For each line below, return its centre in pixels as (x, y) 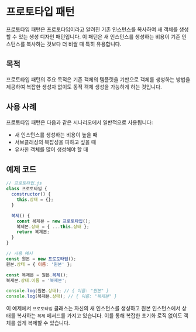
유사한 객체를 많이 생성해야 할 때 (51, 149)
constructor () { (31, 194)
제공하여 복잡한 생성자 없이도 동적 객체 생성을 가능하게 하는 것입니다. (84, 87)
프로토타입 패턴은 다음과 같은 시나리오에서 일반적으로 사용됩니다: (80, 122)
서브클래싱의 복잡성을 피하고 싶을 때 (55, 142)
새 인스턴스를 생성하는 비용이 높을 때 (56, 135)
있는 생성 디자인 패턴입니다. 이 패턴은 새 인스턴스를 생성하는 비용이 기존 (99, 36)
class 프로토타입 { (27, 189)
